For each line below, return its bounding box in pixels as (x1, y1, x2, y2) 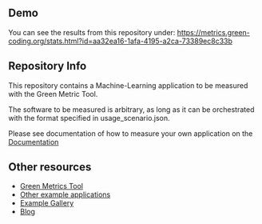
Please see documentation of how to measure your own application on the (8, 128, 253, 138)
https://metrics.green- (177, 27, 250, 37)
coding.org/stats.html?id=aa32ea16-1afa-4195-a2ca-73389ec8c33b (8, 36, 233, 46)
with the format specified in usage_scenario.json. (8, 113, 170, 122)
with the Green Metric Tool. (8, 89, 98, 98)
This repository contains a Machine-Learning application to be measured (8, 80, 248, 90)
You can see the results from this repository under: (8, 27, 176, 37)
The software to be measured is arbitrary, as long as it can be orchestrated (8, 104, 255, 114)
